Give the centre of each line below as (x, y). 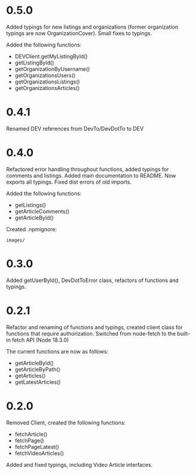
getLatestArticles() (38, 382)
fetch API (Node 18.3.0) (40, 340)
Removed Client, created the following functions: (66, 422)
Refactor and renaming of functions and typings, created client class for (94, 327)
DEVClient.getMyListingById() (51, 56)
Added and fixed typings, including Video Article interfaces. (80, 464)
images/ (16, 240)
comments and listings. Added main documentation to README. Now (91, 175)
